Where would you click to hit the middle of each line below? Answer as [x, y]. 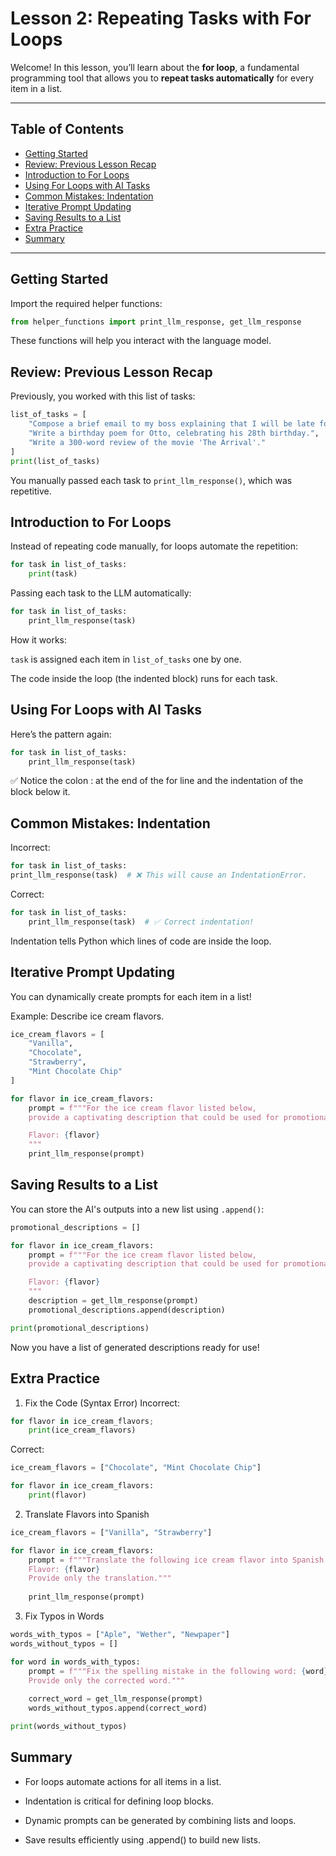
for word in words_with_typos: [75, 1662]
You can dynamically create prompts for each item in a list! [131, 996]
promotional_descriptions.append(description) [127, 1310]
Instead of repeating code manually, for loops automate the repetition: [154, 546]
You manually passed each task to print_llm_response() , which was [151, 480]
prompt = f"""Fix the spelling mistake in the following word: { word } [178, 1671]
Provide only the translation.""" [100, 1578]
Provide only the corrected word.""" [107, 1680]
